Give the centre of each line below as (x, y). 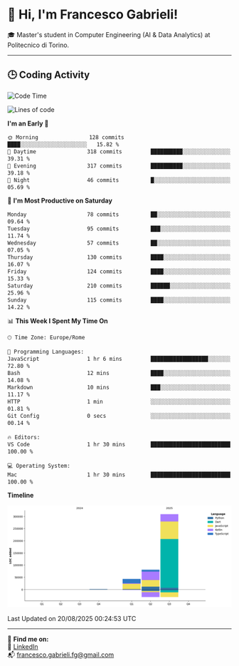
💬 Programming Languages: (46, 352)
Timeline (21, 495)
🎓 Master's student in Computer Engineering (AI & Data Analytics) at (109, 34)
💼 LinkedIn (23, 647)
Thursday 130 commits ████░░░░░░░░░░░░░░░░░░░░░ (119, 257)
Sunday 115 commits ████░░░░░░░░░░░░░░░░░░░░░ (119, 300)
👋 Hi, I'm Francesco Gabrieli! (93, 15)
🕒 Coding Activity (49, 75)
